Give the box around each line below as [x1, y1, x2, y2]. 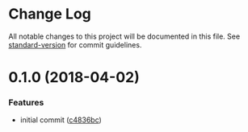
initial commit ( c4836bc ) [19, 115, 103, 125]
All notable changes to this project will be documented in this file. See [8, 31, 241, 41]
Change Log [8, 5, 91, 23]
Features [8, 97, 44, 109]
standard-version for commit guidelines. [8, 39, 142, 49]
